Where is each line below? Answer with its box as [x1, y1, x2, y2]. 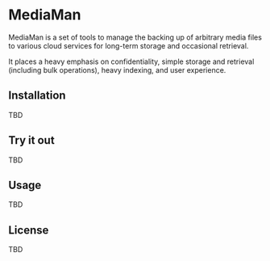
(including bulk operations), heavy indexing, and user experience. [8, 65, 226, 74]
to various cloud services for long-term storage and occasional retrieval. [8, 40, 249, 50]
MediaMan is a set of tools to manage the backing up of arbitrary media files [8, 32, 262, 42]
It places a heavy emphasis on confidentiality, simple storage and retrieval [8, 57, 255, 66]
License [8, 223, 49, 237]
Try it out [8, 133, 55, 147]
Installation [8, 89, 66, 103]
